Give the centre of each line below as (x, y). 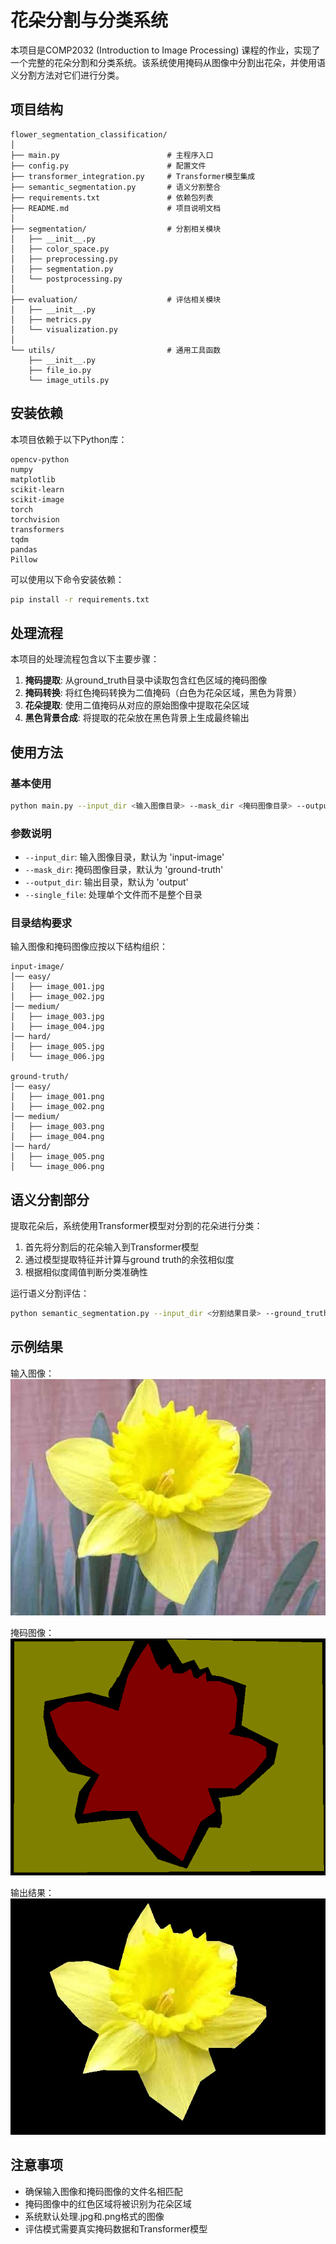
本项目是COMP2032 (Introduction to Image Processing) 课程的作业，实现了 (165, 50)
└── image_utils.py (69, 380)
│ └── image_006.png (57, 1167)
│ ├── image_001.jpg (57, 987)
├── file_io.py (60, 370)
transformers (37, 529)
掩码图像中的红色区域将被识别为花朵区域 (108, 2203)
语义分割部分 (50, 1199)
